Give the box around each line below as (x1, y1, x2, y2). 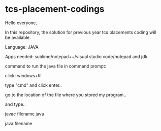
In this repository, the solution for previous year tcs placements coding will (5, 29, 157, 35)
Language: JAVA (5, 44, 39, 50)
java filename (5, 120, 32, 126)
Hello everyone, (5, 20, 37, 26)
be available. (5, 34, 31, 40)
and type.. (5, 101, 26, 107)
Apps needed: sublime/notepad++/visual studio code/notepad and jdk (5, 53, 148, 60)
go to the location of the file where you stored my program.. (5, 92, 127, 98)
